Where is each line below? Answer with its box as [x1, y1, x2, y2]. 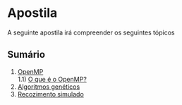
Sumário [7, 49, 46, 61]
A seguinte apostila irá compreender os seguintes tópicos [7, 28, 175, 37]
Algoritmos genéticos [17, 82, 80, 91]
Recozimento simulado [17, 89, 85, 98]
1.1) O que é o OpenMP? [17, 75, 87, 83]
